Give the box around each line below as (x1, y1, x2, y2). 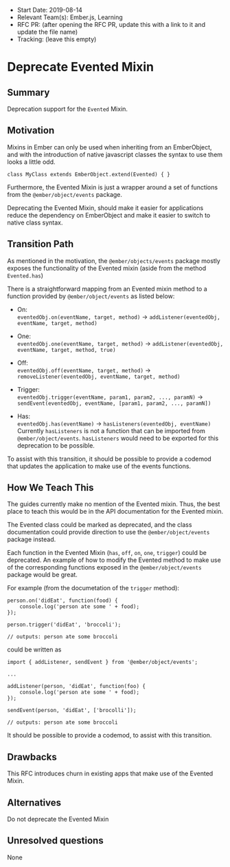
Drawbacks (7, 751, 57, 763)
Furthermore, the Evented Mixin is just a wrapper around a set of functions (7, 182, 218, 191)
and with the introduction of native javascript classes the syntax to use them (7, 150, 223, 158)
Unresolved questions (7, 835, 104, 846)
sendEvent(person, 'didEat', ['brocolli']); (7, 707, 137, 714)
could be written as (7, 645, 62, 654)
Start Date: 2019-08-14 (16, 6, 82, 14)
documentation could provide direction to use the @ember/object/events (7, 528, 210, 536)
